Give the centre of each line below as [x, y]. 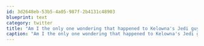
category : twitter [29, 23]
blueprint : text [27, 17]
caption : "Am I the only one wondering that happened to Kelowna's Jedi [100, 34]
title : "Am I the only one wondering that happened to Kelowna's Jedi [97, 28]
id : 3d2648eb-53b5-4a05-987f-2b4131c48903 [61, 12]
